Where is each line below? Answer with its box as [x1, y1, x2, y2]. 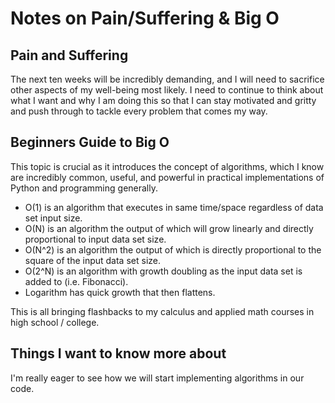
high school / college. [10, 316, 100, 328]
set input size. [24, 212, 83, 224]
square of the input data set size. [24, 254, 161, 266]
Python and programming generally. [10, 182, 159, 194]
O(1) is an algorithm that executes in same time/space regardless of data [24, 201, 324, 213]
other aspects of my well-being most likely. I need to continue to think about [10, 84, 324, 96]
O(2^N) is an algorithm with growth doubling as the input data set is [24, 265, 303, 277]
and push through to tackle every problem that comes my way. [10, 105, 268, 117]
